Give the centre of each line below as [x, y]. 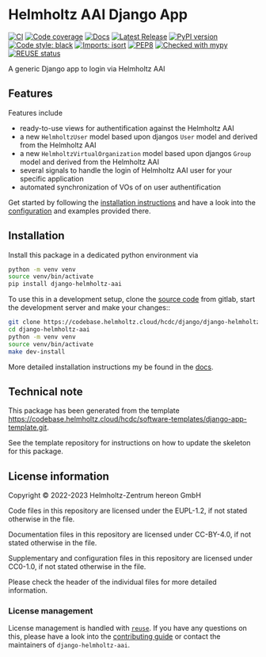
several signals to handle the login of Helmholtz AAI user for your [126, 170]
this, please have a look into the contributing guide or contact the [114, 636]
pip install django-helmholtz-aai [65, 284]
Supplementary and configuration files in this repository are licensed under [131, 558]
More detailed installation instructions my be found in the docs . [111, 367]
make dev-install [37, 351]
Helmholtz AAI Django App [98, 15]
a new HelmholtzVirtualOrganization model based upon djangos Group [135, 153]
